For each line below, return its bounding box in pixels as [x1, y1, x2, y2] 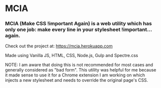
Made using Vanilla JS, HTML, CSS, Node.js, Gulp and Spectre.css [5, 53, 139, 59]
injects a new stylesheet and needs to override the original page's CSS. [5, 77, 148, 83]
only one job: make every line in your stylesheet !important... [5, 26, 152, 33]
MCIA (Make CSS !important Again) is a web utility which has [5, 20, 152, 27]
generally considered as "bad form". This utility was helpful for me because [5, 67, 157, 73]
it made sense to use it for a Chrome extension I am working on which [5, 72, 145, 78]
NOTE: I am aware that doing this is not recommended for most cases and [5, 62, 153, 68]
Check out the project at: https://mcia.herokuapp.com [5, 43, 113, 49]
